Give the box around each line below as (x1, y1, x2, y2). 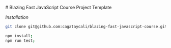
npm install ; (5, 33, 33, 38)
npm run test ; (5, 38, 36, 43)
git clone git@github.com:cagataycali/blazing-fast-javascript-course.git (5, 24, 167, 29)
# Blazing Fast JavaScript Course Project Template (5, 5, 112, 10)
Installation (5, 14, 29, 20)
